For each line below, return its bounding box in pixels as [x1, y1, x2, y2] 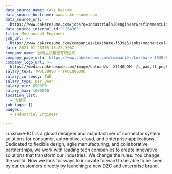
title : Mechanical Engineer [5, 31, 66, 36]
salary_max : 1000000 [5, 88, 50, 93]
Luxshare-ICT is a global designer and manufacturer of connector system [5, 130, 161, 136]
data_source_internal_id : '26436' [5, 27, 79, 32]
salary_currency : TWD [5, 74, 52, 79]
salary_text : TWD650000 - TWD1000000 [5, 69, 86, 74]
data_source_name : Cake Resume [5, 7, 72, 13]
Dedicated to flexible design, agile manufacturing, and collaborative [5, 141, 148, 147]
